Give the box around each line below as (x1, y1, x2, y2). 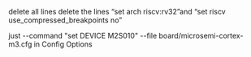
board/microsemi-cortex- (158, 31, 244, 40)
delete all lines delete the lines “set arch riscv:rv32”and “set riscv (8, 7, 226, 16)
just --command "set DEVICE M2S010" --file (8, 31, 158, 40)
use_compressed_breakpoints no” (8, 15, 123, 25)
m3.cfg (8, 39, 32, 49)
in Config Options (33, 39, 93, 49)
